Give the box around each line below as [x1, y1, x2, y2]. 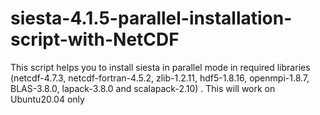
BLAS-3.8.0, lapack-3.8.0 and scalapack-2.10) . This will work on [10, 82, 276, 94]
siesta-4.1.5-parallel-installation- [10, 7, 293, 30]
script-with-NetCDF [10, 28, 180, 51]
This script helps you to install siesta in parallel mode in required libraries [10, 61, 311, 73]
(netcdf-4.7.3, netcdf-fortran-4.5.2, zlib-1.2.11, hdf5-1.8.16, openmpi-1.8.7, [10, 72, 310, 84]
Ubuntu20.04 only [10, 93, 85, 105]
